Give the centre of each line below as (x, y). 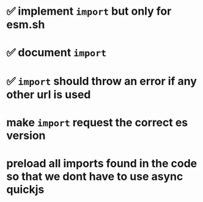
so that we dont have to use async (95, 176)
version (26, 135)
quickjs (25, 189)
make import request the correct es (97, 122)
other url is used (49, 95)
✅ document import (57, 53)
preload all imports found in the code (102, 163)
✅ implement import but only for (89, 11)
